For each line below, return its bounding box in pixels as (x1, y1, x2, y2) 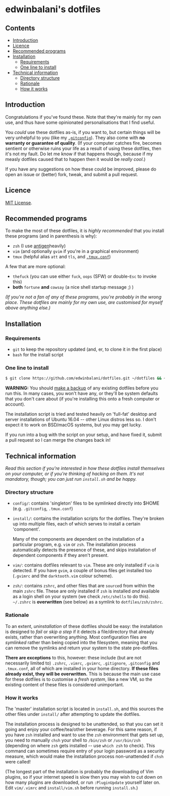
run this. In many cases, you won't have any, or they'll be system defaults (5, 390, 158, 396)
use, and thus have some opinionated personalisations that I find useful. (5, 119, 155, 125)
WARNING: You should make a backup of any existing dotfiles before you (5, 385, 158, 391)
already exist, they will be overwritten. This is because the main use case (5, 671, 161, 677)
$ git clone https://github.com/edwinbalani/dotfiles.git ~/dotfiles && (5, 376, 162, 381)
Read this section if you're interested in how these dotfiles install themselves (5, 466, 165, 472)
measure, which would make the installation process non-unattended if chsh (5, 753, 164, 759)
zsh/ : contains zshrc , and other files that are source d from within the (12, 583, 155, 589)
